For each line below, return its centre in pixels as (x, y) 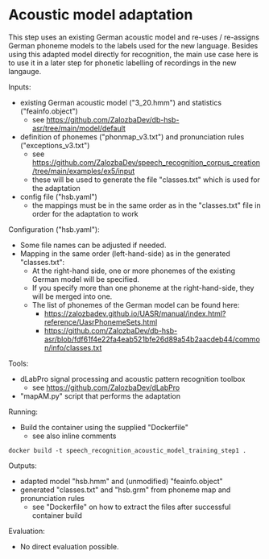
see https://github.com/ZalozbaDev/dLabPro (106, 387)
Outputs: (23, 466)
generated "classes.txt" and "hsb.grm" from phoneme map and (125, 490)
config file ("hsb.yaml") (59, 197)
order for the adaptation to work (85, 213)
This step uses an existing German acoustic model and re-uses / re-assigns (134, 37)
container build (57, 515)
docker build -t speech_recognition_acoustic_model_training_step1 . (128, 450)
